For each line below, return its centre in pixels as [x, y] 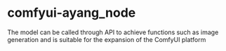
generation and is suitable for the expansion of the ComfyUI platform [107, 39]
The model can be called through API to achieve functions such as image [113, 32]
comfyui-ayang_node [72, 13]
